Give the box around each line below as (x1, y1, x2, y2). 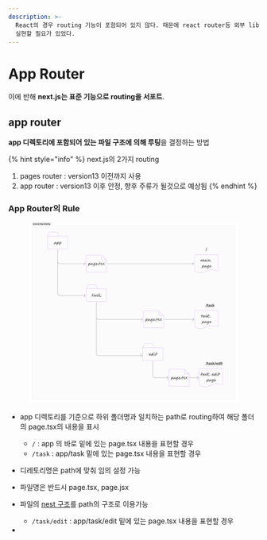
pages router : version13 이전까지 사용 (19, 172, 141, 181)
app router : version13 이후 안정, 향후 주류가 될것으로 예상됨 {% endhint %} (19, 181, 258, 191)
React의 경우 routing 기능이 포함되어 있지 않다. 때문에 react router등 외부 (15, 21, 246, 29)
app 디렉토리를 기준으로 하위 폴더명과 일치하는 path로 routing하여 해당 (19, 411, 240, 421)
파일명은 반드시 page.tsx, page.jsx (19, 482, 130, 492)
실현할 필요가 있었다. (15, 29, 75, 37)
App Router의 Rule (8, 203, 80, 214)
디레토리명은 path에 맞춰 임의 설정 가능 (19, 465, 141, 475)
